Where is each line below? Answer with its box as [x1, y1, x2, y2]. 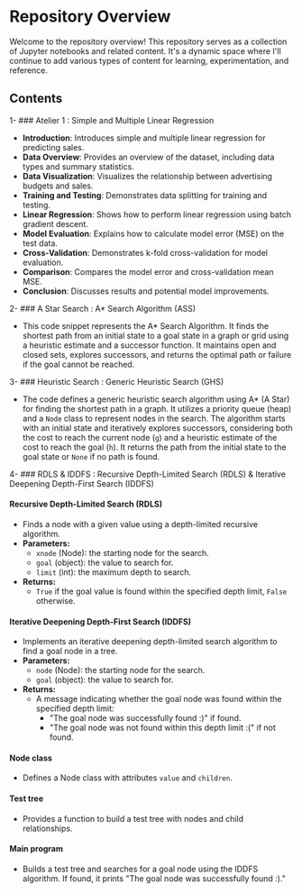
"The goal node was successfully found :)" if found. [49, 713, 242, 724]
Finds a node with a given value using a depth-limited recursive [22, 518, 259, 529]
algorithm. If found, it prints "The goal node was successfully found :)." [22, 872, 287, 884]
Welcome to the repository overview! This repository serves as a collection [9, 36, 288, 47]
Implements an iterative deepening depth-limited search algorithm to [22, 636, 278, 647]
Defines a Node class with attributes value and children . [22, 772, 233, 783]
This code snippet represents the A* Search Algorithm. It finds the [22, 320, 270, 331]
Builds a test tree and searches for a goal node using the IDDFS [22, 863, 259, 874]
